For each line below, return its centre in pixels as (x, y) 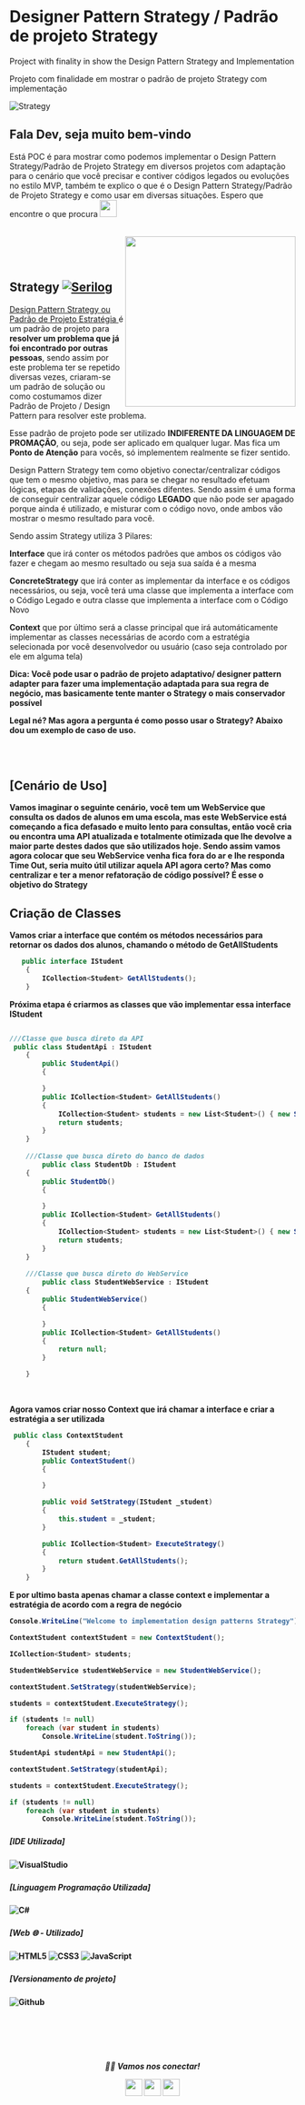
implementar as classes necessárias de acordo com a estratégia (130, 637)
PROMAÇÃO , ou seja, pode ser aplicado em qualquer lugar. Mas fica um (145, 442)
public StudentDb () (79, 1182)
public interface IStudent (73, 962)
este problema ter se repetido (65, 367)
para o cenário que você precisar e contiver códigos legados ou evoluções (149, 175)
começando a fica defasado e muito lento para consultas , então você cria (151, 827)
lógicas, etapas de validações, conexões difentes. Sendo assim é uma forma (152, 489)
